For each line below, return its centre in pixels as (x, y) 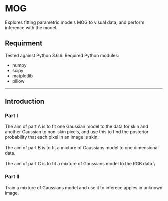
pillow (18, 81)
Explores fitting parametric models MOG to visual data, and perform (75, 22)
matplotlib (23, 76)
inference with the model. (31, 27)
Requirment (24, 44)
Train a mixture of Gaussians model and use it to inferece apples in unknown (84, 187)
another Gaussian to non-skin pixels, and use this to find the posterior (77, 132)
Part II (12, 177)
